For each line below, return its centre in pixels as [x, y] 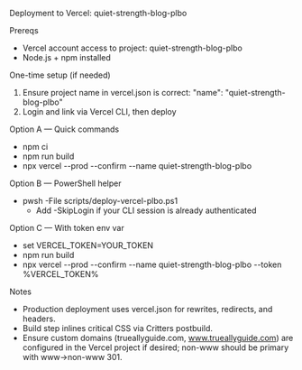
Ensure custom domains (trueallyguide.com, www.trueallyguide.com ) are [158, 338]
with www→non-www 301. [73, 357]
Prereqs [24, 30]
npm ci [35, 147]
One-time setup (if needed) [60, 75]
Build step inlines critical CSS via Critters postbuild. [118, 328]
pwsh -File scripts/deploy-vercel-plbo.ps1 [100, 201]
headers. [39, 319]
